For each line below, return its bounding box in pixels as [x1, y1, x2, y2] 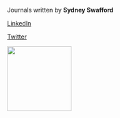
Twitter [7, 32, 27, 41]
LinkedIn [7, 19, 32, 27]
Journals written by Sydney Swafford [7, 6, 114, 14]
